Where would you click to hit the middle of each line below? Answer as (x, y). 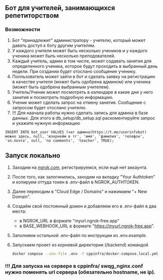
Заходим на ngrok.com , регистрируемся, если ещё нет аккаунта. (80, 167)
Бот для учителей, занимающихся (60, 8)
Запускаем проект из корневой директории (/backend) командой (80, 245)
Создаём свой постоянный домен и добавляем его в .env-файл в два (84, 206)
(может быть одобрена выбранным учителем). (61, 87)
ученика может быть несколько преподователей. (64, 56)
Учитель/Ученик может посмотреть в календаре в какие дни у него (82, 92)
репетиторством (32, 16)
